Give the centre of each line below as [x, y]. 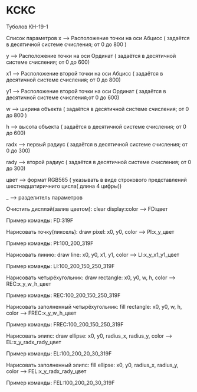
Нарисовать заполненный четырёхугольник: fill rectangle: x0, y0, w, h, [94, 306]
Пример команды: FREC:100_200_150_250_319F [65, 324]
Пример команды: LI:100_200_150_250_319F [60, 266]
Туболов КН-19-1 [27, 27]
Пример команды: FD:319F [40, 220]
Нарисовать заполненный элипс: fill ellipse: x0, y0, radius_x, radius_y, [92, 365]
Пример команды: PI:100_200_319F [50, 243]
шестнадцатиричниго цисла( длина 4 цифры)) [64, 186]
